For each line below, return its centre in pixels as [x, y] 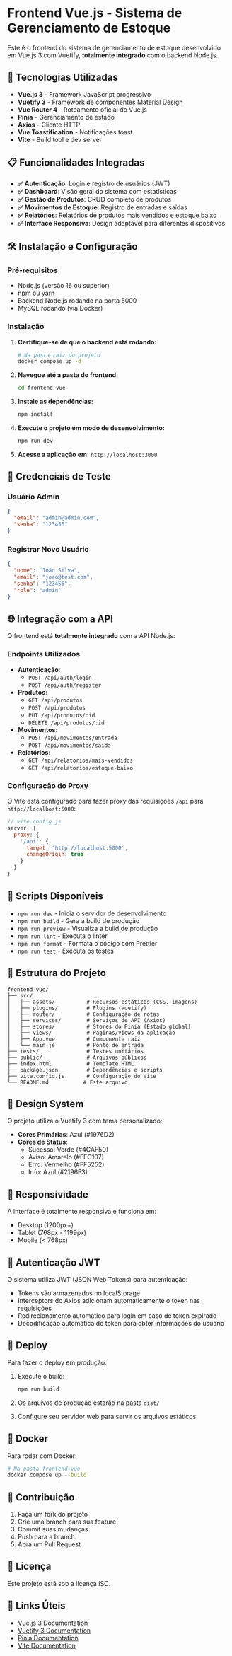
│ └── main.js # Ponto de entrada [75, 1045]
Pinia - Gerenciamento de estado [66, 117]
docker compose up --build [47, 1475]
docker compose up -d [49, 361]
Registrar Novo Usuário [48, 550]
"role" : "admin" [37, 590]
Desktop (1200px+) [46, 1225]
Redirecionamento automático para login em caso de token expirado [117, 1316]
